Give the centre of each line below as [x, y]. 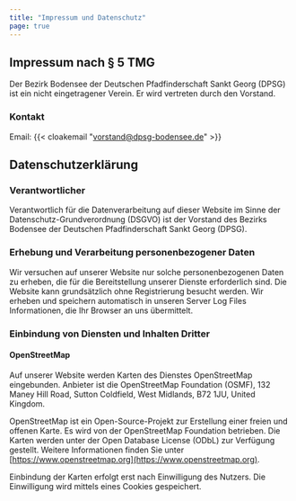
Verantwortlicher [48, 190]
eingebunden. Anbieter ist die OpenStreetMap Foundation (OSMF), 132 [140, 384]
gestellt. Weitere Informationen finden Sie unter [97, 450]
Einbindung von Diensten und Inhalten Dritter [110, 334]
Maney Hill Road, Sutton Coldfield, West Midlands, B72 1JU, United [132, 394]
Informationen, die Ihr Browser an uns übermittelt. [101, 310]
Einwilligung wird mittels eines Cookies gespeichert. [105, 486]
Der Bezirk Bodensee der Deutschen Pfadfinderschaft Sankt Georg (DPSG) [148, 84]
